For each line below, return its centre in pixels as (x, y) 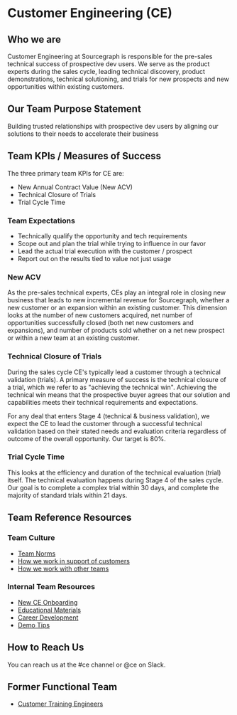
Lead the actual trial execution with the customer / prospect (105, 251)
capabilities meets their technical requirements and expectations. (103, 402)
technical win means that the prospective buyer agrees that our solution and (119, 394)
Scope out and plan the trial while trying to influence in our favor (112, 243)
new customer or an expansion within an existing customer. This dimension (117, 308)
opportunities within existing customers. (66, 86)
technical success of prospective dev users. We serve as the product (109, 64)
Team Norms (37, 554)
